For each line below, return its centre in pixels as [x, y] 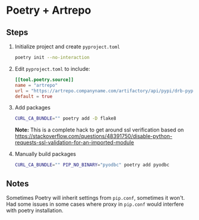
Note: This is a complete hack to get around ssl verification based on [99, 130]
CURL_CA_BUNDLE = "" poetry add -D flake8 [65, 119]
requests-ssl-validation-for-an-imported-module [74, 143]
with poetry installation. [35, 210]
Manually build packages [45, 154]
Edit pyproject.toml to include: [52, 68]
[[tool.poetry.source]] [44, 80]
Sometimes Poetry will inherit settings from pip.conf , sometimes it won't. [96, 197]
